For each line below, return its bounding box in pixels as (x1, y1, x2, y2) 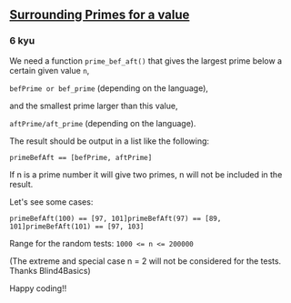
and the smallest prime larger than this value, (9, 100, 178, 111)
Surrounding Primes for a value (9, 7, 190, 23)
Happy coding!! (9, 282, 67, 294)
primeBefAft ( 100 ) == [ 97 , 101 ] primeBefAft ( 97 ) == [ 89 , (9, 214, 222, 223)
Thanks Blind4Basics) (9, 265, 91, 276)
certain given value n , (9, 65, 90, 76)
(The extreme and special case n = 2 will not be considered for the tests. (9, 255, 282, 267)
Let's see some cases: (9, 196, 94, 207)
